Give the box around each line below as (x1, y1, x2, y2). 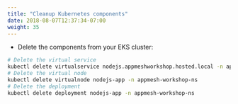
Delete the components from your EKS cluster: (17, 43, 154, 52)
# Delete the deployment (7, 83, 81, 90)
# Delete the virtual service (7, 57, 97, 64)
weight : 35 (7, 23, 40, 30)
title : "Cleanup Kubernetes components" (7, 10, 129, 18)
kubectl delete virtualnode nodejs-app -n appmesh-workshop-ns (7, 76, 198, 83)
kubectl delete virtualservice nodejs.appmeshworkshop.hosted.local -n (7, 63, 223, 71)
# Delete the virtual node (7, 70, 87, 77)
